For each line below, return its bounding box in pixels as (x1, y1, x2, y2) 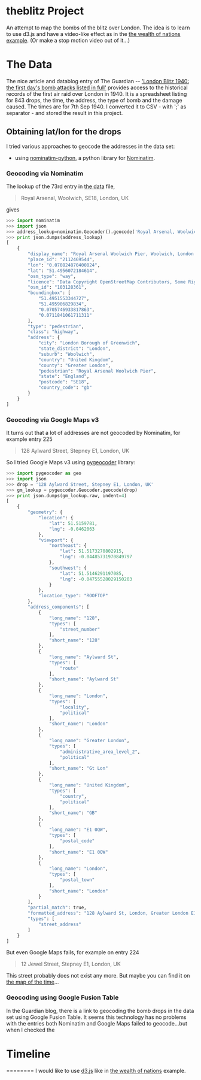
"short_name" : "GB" (48, 810, 98, 816)
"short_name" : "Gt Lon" (48, 766, 109, 772)
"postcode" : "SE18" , (38, 379, 90, 385)
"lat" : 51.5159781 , (48, 520, 98, 527)
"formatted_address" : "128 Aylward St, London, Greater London (28, 910, 188, 916)
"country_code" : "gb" (38, 385, 93, 391)
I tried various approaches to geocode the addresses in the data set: (6, 143, 175, 150)
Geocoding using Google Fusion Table (6, 993, 119, 1002)
